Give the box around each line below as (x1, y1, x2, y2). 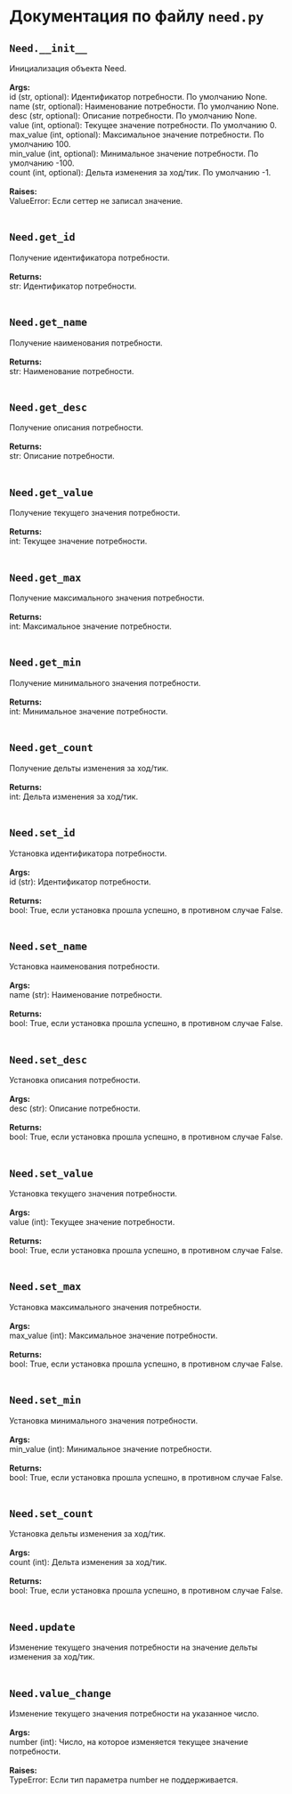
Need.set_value (9, 1167, 93, 1179)
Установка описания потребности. (9, 1075, 141, 1086)
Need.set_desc (9, 1053, 87, 1066)
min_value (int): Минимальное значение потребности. (9, 1443, 212, 1454)
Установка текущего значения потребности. (9, 1187, 178, 1199)
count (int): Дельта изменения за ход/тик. (9, 1557, 167, 1568)
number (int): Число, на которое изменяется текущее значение (9, 1737, 249, 1747)
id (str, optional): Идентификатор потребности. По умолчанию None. (9, 92, 268, 102)
